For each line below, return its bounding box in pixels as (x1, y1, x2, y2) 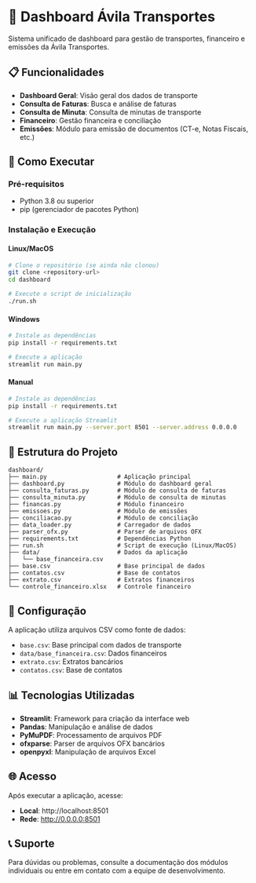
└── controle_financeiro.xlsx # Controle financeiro (8, 583, 192, 591)
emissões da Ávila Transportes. (8, 42, 110, 51)
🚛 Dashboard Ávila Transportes (8, 8, 216, 26)
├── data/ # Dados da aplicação (8, 549, 188, 556)
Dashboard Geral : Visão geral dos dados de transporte (19, 90, 198, 100)
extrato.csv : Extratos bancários (19, 656, 124, 666)
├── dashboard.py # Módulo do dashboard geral (8, 480, 213, 488)
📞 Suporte (8, 837, 55, 850)
